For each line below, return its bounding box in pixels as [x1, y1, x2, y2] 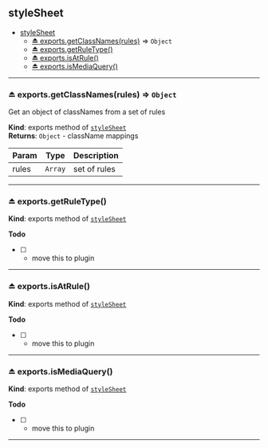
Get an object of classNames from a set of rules [8, 107, 166, 117]
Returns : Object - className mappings [8, 131, 139, 141]
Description [73, 150, 119, 161]
